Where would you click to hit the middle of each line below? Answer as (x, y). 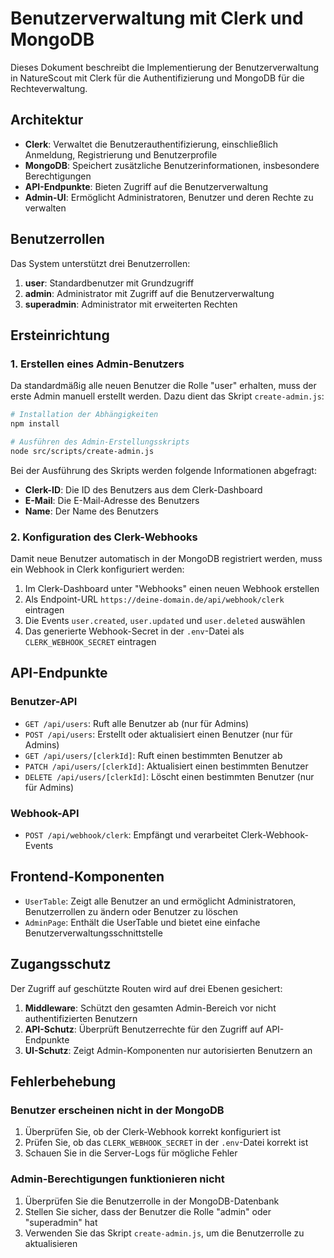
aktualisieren (51, 1243)
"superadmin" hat (61, 1222)
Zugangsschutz (61, 964)
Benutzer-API (44, 702)
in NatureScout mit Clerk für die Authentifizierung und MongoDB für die (157, 78)
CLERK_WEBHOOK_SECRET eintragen (90, 642)
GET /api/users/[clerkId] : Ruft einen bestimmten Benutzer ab (153, 755)
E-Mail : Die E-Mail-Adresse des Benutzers (112, 500)
